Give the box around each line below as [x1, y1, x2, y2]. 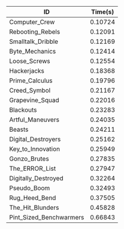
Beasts [9, 126, 29, 133]
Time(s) [90, 8, 114, 16]
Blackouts [9, 106, 37, 114]
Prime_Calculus [9, 76, 53, 85]
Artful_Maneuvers [9, 115, 60, 124]
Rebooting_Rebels [9, 28, 61, 35]
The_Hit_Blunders [9, 204, 59, 212]
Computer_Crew [9, 18, 55, 26]
